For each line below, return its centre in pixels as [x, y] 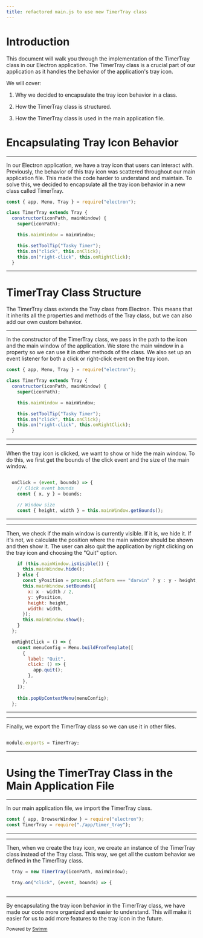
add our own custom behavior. [44, 322]
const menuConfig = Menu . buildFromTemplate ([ [76, 647]
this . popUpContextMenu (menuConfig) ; [63, 698]
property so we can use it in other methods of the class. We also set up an [99, 352]
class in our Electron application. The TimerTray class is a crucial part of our [101, 65]
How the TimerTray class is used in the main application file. [90, 118]
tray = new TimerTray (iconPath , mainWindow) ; [70, 872]
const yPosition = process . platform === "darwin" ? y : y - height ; [110, 581]
